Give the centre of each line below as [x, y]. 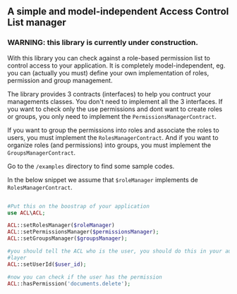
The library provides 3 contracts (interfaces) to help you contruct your [109, 94]
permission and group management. [60, 80]
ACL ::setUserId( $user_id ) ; [47, 264]
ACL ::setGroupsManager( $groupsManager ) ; [68, 238]
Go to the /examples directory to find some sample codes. [91, 166]
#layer [17, 257]
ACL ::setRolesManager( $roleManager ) [61, 225]
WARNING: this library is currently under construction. [103, 43]
